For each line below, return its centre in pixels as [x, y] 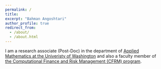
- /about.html [24, 37]
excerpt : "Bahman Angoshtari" [36, 19]
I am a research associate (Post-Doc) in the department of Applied [72, 51]
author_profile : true [27, 23]
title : [12, 14]
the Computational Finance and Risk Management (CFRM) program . [73, 61]
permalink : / [18, 10]
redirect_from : [21, 28]
